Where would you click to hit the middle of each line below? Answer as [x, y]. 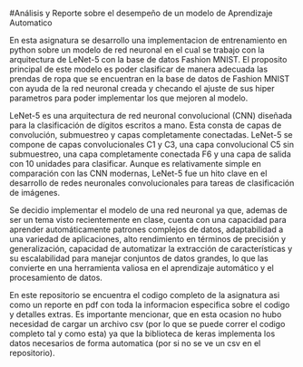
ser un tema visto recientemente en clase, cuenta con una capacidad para [148, 220]
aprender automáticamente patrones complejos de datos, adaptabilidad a [147, 229]
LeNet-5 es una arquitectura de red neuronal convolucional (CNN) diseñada [151, 116]
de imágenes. [35, 193]
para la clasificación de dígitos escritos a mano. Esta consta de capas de [146, 125]
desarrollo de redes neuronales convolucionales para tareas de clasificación [152, 183]
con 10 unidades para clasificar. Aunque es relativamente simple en [135, 164]
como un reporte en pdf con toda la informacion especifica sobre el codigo [150, 304]
